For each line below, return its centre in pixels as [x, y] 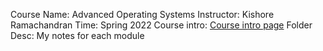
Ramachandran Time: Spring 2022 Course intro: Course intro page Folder [161, 25]
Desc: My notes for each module [77, 35]
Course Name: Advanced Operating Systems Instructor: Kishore [142, 14]
